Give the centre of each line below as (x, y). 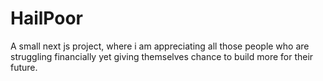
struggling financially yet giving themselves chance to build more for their (162, 56)
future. (24, 67)
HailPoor (47, 18)
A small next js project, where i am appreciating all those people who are (160, 46)
